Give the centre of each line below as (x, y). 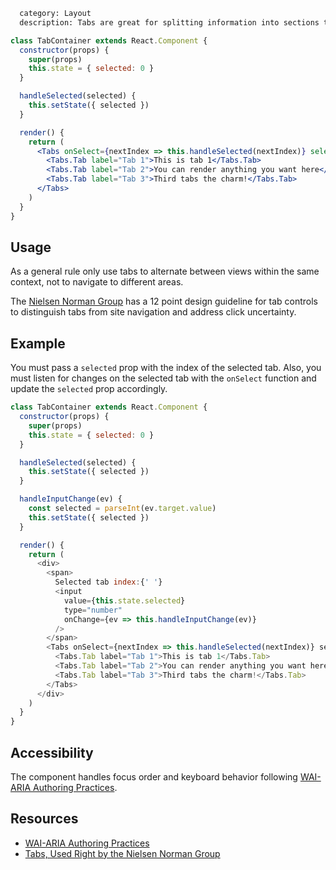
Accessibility (52, 752)
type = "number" (93, 610)
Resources (44, 819)
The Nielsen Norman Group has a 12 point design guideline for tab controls (164, 301)
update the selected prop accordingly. (89, 389)
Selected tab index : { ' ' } (108, 582)
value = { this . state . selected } (124, 600)
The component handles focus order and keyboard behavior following (154, 776)
